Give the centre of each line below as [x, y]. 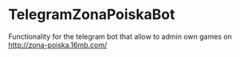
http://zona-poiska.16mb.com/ [58, 44]
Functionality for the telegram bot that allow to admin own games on [120, 36]
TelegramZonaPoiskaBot [92, 15]
